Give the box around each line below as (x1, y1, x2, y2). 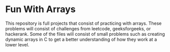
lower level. (5, 41, 30, 47)
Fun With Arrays (5, 4, 76, 15)
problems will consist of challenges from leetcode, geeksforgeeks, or (5, 25, 151, 31)
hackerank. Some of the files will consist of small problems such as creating (5, 31, 165, 37)
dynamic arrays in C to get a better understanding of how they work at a (5, 36, 157, 42)
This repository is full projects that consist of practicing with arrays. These (5, 20, 162, 26)
